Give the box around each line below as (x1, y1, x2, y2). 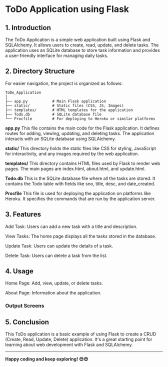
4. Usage (5, 267, 33, 275)
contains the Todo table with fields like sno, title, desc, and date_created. (5, 180, 155, 186)
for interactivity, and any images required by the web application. (5, 150, 139, 156)
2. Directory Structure (5, 67, 75, 75)
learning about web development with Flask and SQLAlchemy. (5, 341, 133, 348)
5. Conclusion (5, 317, 49, 326)
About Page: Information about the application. (5, 290, 101, 296)
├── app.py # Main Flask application (5, 98, 106, 103)
